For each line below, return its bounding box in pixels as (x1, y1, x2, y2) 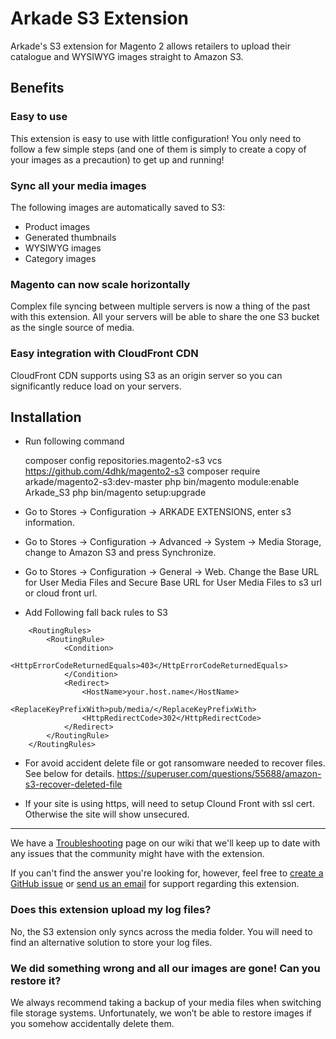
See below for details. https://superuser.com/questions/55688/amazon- (24, 768, 322, 780)
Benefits (10, 80, 65, 97)
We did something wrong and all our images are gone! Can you (10, 961, 321, 975)
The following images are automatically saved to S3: (10, 201, 226, 213)
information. (24, 517, 75, 529)
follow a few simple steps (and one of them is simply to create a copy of (10, 143, 307, 155)
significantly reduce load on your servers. (10, 380, 182, 392)
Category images (24, 252, 97, 264)
